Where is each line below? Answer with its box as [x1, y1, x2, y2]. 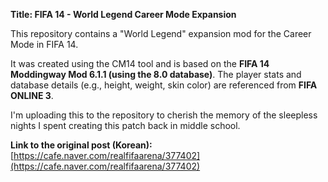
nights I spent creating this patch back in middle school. [10, 120, 241, 131]
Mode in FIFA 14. [10, 39, 79, 50]
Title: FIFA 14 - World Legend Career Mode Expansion [10, 9, 237, 20]
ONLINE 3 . [10, 90, 54, 101]
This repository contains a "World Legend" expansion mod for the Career [10, 28, 312, 39]
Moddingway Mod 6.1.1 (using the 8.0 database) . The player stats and [10, 69, 302, 80]
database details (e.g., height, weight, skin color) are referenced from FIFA [10, 79, 318, 91]
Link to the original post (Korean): [10, 139, 153, 151]
